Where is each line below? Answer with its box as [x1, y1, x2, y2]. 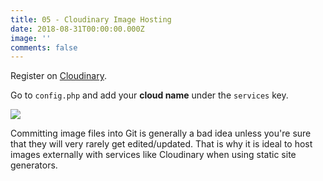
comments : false [10, 42, 78, 53]
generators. [10, 159, 58, 171]
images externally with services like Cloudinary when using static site [10, 149, 297, 161]
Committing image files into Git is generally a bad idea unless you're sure [10, 127, 312, 140]
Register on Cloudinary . [10, 70, 107, 82]
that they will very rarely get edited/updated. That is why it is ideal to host [10, 138, 313, 150]
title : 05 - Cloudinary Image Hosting [10, 14, 172, 25]
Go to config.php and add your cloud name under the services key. [10, 89, 289, 101]
